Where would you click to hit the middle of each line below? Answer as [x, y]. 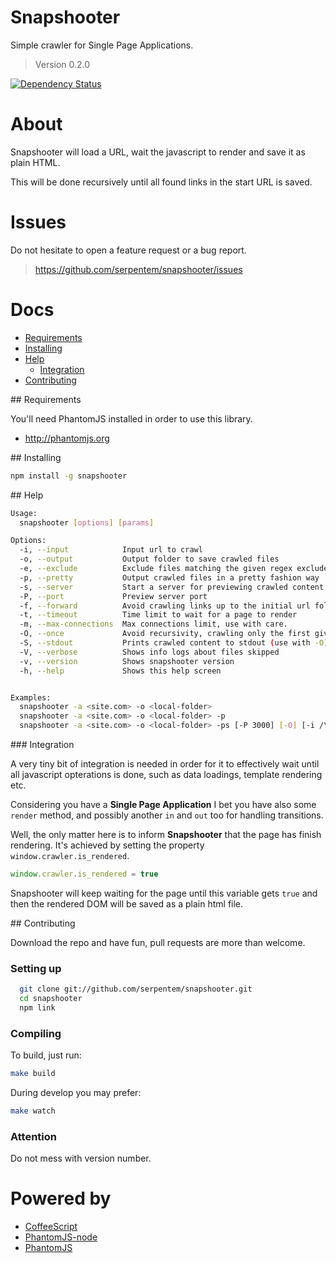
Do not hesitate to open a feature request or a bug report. [128, 250]
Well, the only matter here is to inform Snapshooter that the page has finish [166, 834]
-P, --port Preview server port [113, 596]
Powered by [61, 1198]
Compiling [36, 1033]
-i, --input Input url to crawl [111, 550]
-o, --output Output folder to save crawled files [149, 559]
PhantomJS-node [61, 1237]
